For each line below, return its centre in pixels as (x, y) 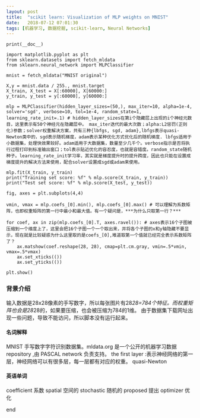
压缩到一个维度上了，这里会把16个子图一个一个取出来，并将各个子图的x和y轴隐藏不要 (96, 229)
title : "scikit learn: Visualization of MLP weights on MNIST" (87, 17)
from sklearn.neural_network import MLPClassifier (70, 65)
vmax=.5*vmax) (24, 252)
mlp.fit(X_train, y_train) (39, 173)
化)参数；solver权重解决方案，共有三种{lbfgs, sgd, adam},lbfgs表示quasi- (93, 131)
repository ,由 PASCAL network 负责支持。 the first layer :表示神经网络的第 (97, 354)
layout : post (22, 12)
